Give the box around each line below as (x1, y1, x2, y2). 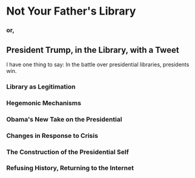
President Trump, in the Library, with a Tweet (6, 44, 180, 55)
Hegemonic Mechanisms (6, 98, 82, 107)
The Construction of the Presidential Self (6, 148, 129, 156)
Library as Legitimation (6, 82, 76, 91)
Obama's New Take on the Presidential (6, 115, 122, 123)
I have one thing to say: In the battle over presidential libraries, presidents (6, 61, 190, 68)
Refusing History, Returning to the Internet (6, 164, 134, 173)
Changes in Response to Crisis (6, 131, 99, 140)
